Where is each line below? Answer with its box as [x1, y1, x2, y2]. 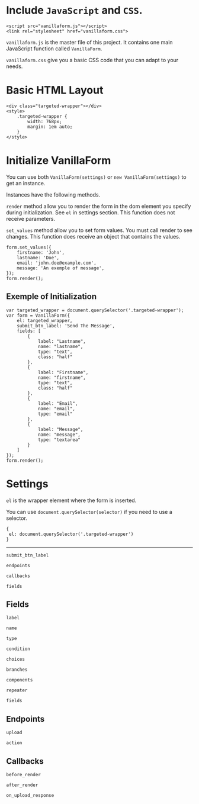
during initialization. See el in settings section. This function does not [6, 208, 175, 216]
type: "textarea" [37, 436, 81, 443]
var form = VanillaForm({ [6, 312, 70, 319]
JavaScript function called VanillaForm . [6, 45, 102, 52]
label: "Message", [37, 426, 84, 432]
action [6, 740, 23, 746]
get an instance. [6, 179, 46, 186]
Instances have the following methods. [6, 191, 101, 198]
